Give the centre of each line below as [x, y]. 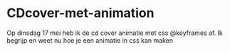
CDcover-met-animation [80, 13]
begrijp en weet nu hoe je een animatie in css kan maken [90, 40]
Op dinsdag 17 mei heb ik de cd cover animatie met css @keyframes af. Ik [115, 33]
